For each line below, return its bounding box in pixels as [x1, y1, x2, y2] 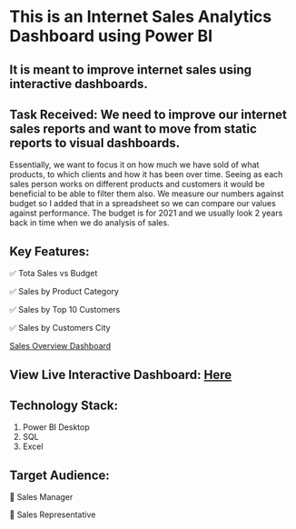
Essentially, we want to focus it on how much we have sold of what [9, 159, 260, 170]
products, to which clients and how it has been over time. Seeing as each [9, 169, 283, 180]
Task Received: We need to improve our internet [9, 106, 288, 122]
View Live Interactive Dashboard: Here [9, 366, 232, 383]
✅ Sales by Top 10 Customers [9, 304, 121, 315]
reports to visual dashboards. [9, 135, 181, 151]
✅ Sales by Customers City [9, 323, 111, 334]
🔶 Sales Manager [9, 492, 74, 503]
